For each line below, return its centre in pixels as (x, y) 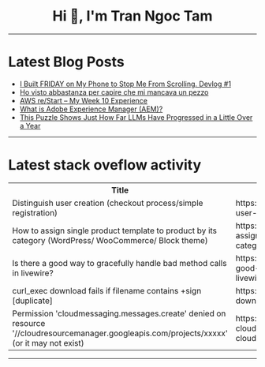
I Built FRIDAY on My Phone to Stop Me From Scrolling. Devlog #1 (125, 84)
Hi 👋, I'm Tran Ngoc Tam (132, 16)
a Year (30, 125)
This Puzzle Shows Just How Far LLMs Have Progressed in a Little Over (136, 117)
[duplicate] (32, 301)
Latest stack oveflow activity (105, 165)
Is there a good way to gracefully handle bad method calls (119, 263)
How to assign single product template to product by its (115, 230)
